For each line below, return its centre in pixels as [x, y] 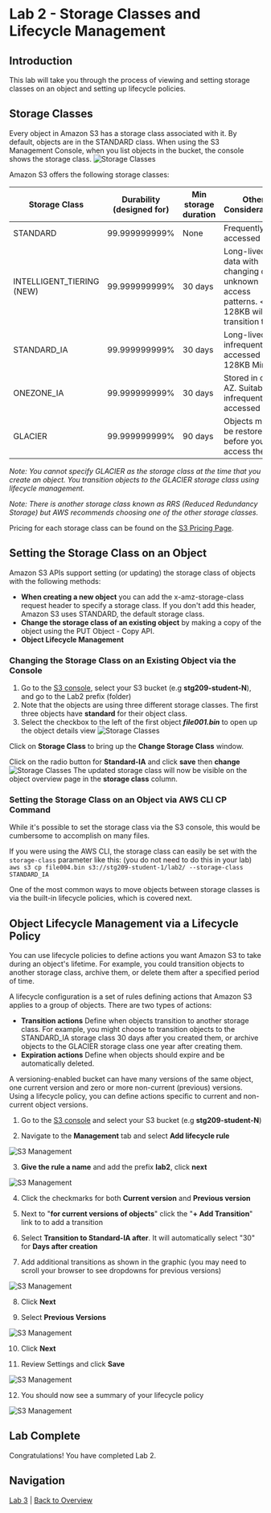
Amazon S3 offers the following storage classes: [89, 175]
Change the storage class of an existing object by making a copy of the [141, 622]
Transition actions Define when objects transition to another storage [135, 1021]
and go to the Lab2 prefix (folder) [76, 696]
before [236, 441]
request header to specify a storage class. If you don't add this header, [138, 605]
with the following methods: [55, 581]
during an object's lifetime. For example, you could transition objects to [127, 964]
